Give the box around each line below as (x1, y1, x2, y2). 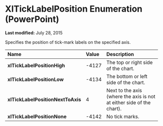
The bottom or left (106, 73, 148, 80)
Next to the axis (106, 87, 142, 93)
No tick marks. (106, 113, 140, 120)
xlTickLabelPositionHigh (7, 62, 65, 69)
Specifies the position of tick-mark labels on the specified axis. (5, 39, 131, 45)
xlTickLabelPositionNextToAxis (7, 96, 81, 103)
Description (106, 51, 134, 57)
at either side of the (106, 99, 151, 106)
